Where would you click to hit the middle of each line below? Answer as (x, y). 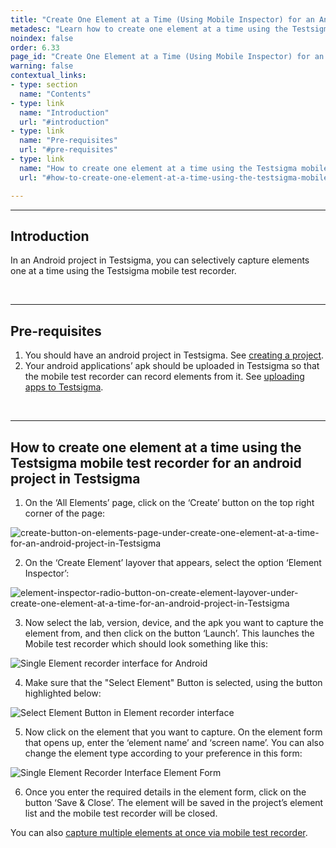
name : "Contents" (55, 94)
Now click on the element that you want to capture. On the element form (173, 732)
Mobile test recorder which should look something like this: (146, 643)
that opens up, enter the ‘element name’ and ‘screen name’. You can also (174, 742)
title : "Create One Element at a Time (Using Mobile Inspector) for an (162, 19)
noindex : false (42, 38)
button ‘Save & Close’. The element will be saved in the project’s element (174, 802)
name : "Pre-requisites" (68, 141)
